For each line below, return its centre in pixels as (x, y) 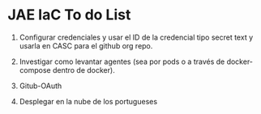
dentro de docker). (83, 70)
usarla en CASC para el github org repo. (86, 45)
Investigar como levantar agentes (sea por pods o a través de (122, 61)
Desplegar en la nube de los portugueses (88, 101)
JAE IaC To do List (69, 15)
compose (35, 70)
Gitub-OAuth (41, 86)
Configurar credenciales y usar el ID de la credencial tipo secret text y (136, 37)
